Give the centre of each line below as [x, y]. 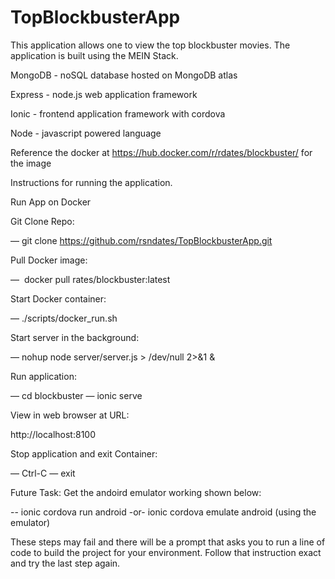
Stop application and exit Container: [84, 453]
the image [31, 163]
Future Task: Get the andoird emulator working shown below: [136, 492]
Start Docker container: [58, 298]
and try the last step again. [65, 563]
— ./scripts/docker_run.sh [64, 318]
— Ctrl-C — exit [43, 473]
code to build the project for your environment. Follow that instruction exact [166, 552]
